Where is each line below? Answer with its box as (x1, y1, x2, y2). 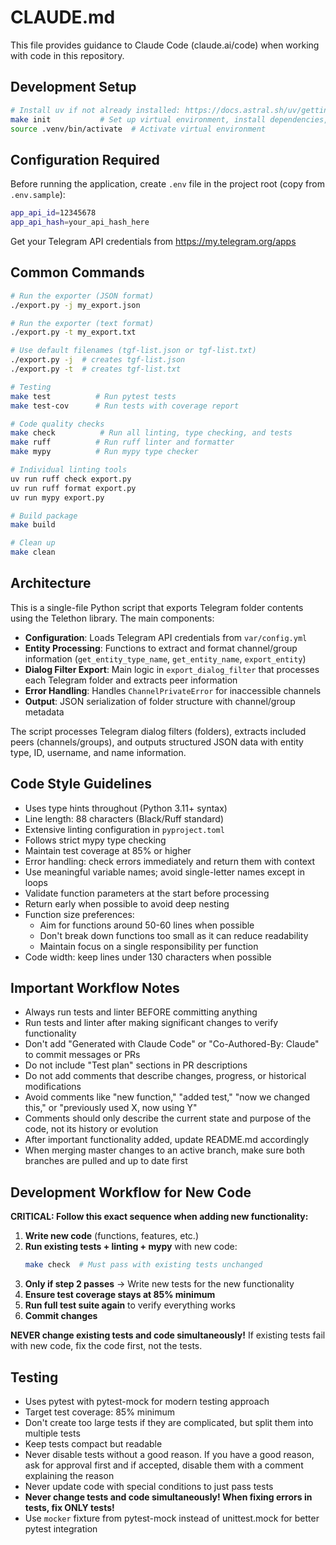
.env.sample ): (10, 189, 66, 201)
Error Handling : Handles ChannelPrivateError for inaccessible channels (24, 684, 322, 696)
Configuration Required (10, 151, 160, 168)
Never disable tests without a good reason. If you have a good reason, (24, 1448, 315, 1460)
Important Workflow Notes (10, 980, 180, 997)
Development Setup (10, 79, 137, 96)
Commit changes (24, 1310, 98, 1322)
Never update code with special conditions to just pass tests (24, 1480, 274, 1492)
